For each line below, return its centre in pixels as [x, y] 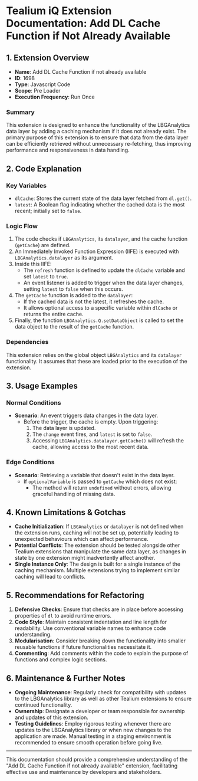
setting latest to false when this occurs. [73, 289]
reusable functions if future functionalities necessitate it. [83, 647]
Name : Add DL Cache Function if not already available [80, 72]
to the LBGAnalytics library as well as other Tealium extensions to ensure [103, 698]
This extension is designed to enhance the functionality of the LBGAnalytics [98, 125]
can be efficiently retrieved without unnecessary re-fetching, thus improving [99, 144]
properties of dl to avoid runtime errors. [63, 616]
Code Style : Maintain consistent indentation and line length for [91, 622]
